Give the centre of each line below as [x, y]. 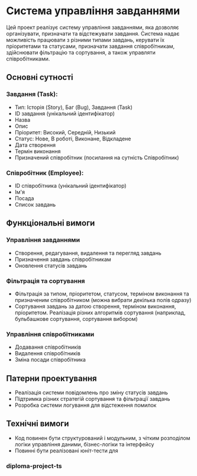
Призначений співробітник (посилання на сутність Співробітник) [97, 157]
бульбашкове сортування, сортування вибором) [76, 319]
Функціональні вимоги [51, 223]
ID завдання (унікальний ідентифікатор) [65, 113]
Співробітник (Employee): [45, 173]
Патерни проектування [51, 378]
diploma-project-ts [34, 466]
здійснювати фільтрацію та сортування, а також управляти [81, 52]
